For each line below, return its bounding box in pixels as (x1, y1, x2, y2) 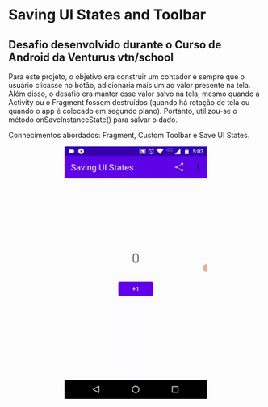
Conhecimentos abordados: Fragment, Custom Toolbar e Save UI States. (8, 131, 250, 140)
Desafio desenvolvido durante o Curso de (8, 38, 222, 52)
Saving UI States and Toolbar (8, 6, 207, 24)
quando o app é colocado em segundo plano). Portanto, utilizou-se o (8, 107, 238, 115)
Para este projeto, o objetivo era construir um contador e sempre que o (8, 72, 245, 82)
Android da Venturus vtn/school (8, 50, 174, 64)
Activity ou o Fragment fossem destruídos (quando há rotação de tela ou (8, 98, 250, 107)
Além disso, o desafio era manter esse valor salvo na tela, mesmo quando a (8, 89, 260, 99)
